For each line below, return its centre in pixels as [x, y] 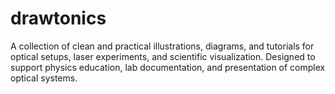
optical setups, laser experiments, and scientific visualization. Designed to [163, 56]
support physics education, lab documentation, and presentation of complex [168, 67]
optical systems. [44, 78]
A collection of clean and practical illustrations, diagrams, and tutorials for [162, 46]
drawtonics [58, 18]
